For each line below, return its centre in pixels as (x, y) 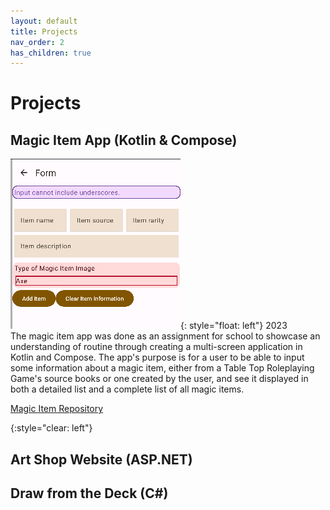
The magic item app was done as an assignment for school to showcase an (165, 336)
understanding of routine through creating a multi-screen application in (156, 347)
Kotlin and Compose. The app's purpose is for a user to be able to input (157, 357)
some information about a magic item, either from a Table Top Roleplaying (162, 368)
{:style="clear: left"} (51, 428)
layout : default (44, 21)
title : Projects (44, 31)
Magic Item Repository (57, 409)
